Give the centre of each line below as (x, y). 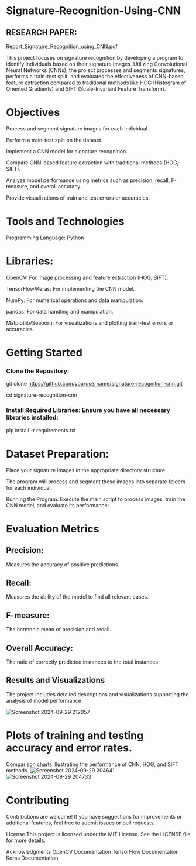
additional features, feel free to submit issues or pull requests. (81, 823)
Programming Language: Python (45, 238)
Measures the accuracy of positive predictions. (63, 564)
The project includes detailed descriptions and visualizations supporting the (97, 694)
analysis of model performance (44, 700)
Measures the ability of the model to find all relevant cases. (78, 597)
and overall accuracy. (56, 186)
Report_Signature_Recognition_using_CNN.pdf (62, 46)
